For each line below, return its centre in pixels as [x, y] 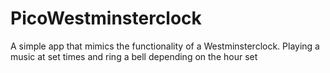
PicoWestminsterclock [106, 18]
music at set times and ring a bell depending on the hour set [134, 56]
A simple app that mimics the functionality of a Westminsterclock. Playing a [165, 46]
